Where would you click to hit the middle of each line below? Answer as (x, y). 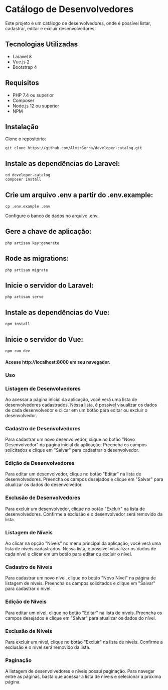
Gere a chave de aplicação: (48, 231)
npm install (18, 324)
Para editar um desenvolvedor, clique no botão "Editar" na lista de (73, 474)
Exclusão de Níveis (29, 631)
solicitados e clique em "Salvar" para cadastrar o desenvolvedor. (72, 450)
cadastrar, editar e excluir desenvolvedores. (51, 28)
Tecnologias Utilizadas (42, 44)
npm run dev (18, 351)
